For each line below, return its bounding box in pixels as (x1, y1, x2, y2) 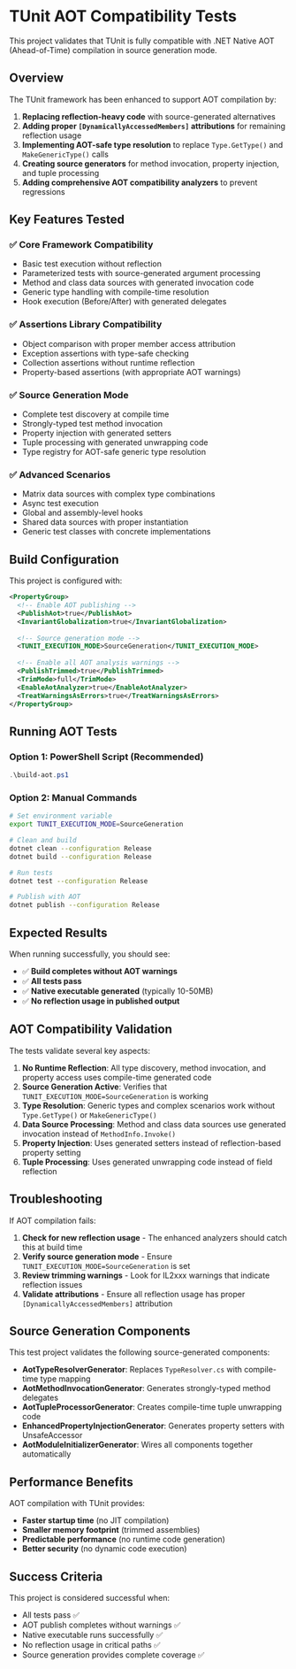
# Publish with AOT (9, 892, 81, 902)
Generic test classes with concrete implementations (21, 527, 211, 537)
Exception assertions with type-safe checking (21, 348, 190, 358)
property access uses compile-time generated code (21, 1072, 212, 1082)
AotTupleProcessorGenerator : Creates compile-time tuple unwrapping (21, 1402, 283, 1412)
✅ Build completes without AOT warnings (21, 965, 178, 976)
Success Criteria (9, 1569, 103, 1584)
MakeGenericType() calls (21, 149, 109, 159)
